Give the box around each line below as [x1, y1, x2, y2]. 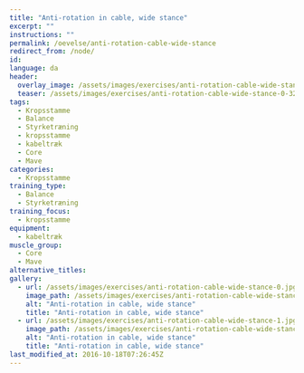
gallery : [9, 274, 43, 283]
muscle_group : [9, 241, 63, 250]
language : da [9, 64, 59, 73]
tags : [9, 97, 30, 107]
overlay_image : [17, 81, 75, 90]
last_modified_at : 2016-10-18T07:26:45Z [9, 349, 165, 359]
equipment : [9, 224, 51, 233]
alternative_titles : [9, 266, 88, 275]
